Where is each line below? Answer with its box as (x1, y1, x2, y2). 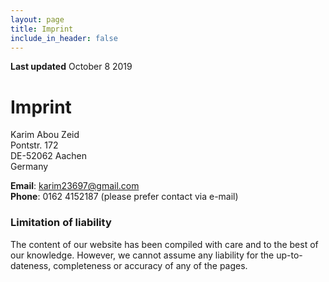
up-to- (276, 249, 303, 261)
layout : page (10, 14, 65, 25)
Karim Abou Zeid (10, 129, 80, 141)
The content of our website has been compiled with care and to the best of (10, 238, 319, 250)
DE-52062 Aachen (10, 150, 88, 162)
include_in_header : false (10, 33, 118, 43)
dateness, (10, 259, 52, 271)
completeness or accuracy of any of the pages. (53, 259, 248, 271)
